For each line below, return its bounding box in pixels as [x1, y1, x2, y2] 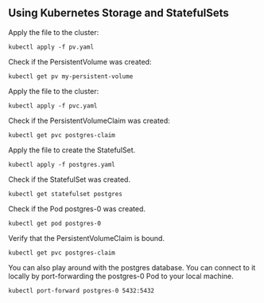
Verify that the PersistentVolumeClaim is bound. [8, 233, 165, 242]
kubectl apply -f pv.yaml [8, 43, 94, 51]
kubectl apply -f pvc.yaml [8, 101, 98, 110]
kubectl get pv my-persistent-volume [8, 72, 134, 81]
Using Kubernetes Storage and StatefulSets [8, 6, 229, 20]
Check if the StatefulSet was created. [8, 175, 131, 184]
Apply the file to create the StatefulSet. [8, 145, 136, 155]
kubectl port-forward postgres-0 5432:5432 [8, 286, 155, 294]
